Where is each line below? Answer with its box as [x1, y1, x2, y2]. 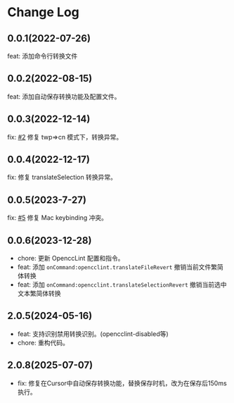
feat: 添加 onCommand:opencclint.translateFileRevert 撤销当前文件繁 [17, 263, 218, 271]
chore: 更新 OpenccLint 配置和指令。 [17, 254, 124, 263]
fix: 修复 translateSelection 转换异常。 [7, 173, 117, 182]
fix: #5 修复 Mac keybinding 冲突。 [7, 213, 108, 222]
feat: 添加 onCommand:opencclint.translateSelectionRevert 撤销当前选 [17, 280, 221, 289]
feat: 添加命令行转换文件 [7, 52, 78, 60]
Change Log [7, 4, 79, 20]
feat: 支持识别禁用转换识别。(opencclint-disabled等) [17, 329, 169, 338]
